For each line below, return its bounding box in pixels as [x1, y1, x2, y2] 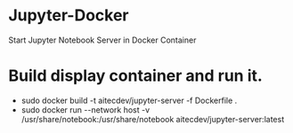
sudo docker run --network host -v [20, 104, 151, 115]
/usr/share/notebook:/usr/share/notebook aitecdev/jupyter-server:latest [20, 113, 285, 124]
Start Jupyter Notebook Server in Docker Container [8, 35, 197, 45]
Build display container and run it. [8, 66, 264, 86]
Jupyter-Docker [8, 5, 129, 26]
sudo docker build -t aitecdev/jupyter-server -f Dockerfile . [20, 95, 238, 106]
